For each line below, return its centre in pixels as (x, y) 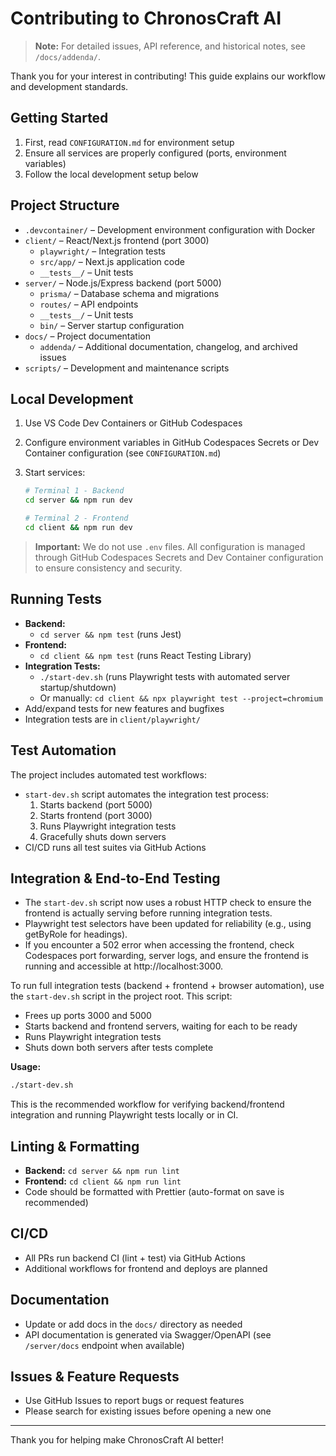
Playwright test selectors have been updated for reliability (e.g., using (168, 924)
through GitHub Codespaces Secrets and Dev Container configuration (179, 557)
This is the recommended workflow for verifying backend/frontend (147, 1104)
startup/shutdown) (78, 687)
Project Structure (65, 205)
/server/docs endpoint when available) (104, 1345)
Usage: (26, 1067)
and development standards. (69, 86)
